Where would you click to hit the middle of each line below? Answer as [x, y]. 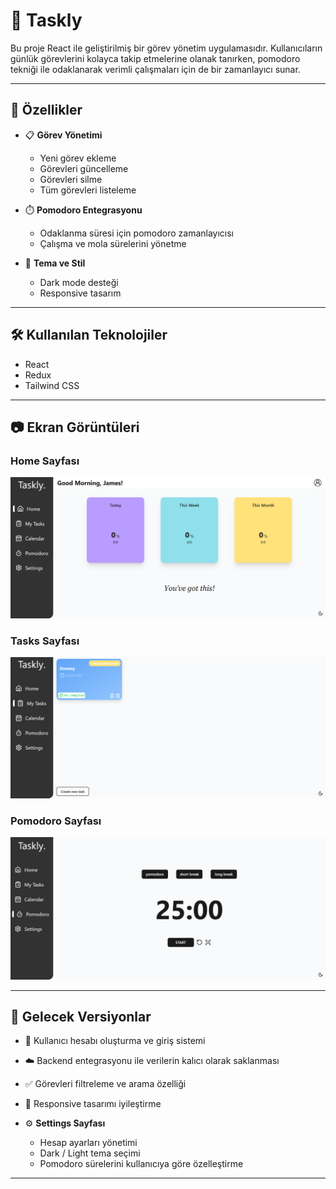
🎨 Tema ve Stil [55, 263]
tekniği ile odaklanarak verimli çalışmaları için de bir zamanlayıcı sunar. [155, 69]
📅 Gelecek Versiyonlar [81, 1016]
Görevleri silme [71, 179]
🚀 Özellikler [46, 110]
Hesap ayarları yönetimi [88, 1143]
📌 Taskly [46, 20]
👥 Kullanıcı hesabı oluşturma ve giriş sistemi [115, 1041]
